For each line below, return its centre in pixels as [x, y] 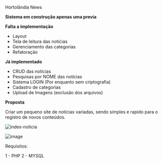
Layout [19, 36]
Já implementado [24, 62]
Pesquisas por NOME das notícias [47, 77]
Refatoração [25, 52]
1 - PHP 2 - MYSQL [25, 156]
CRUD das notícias [32, 71]
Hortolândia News [24, 7]
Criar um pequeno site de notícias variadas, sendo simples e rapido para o [81, 112]
